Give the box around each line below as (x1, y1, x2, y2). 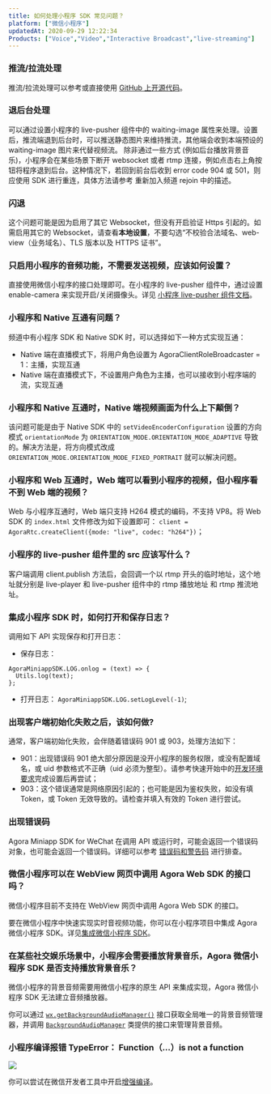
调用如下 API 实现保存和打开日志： (8, 631, 124, 641)
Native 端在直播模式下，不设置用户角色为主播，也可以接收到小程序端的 (19, 369, 256, 379)
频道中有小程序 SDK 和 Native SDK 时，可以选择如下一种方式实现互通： (8, 332, 246, 342)
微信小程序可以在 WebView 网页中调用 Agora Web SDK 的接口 (8, 868, 251, 879)
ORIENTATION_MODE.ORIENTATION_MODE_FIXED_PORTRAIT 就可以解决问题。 (8, 453, 241, 462)
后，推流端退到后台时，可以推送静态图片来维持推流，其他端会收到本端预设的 (8, 134, 264, 144)
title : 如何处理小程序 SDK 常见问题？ (8, 11, 125, 20)
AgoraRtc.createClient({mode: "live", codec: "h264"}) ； (8, 527, 205, 537)
